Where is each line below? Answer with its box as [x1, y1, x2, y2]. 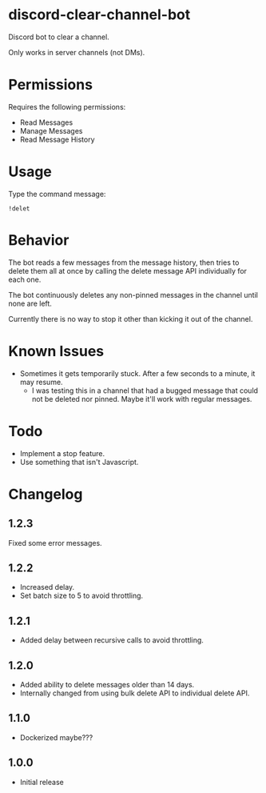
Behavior [8, 231, 69, 249]
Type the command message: [8, 189, 106, 198]
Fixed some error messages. [8, 538, 102, 547]
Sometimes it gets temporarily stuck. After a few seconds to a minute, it [19, 368, 256, 378]
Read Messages [19, 118, 73, 127]
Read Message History [19, 134, 95, 144]
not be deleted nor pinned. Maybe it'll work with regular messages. [31, 394, 252, 403]
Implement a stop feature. [19, 448, 105, 458]
